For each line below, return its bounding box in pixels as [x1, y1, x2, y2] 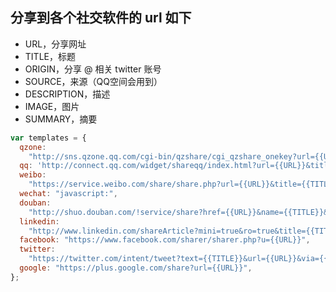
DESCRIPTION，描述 [24, 88, 111, 100]
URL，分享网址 [24, 38, 87, 50]
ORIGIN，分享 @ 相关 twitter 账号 [24, 63, 162, 75]
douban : [19, 198, 52, 208]
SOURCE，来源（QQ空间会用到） [24, 75, 163, 87]
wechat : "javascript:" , [19, 189, 118, 199]
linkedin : [19, 216, 60, 227]
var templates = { [10, 133, 87, 143]
